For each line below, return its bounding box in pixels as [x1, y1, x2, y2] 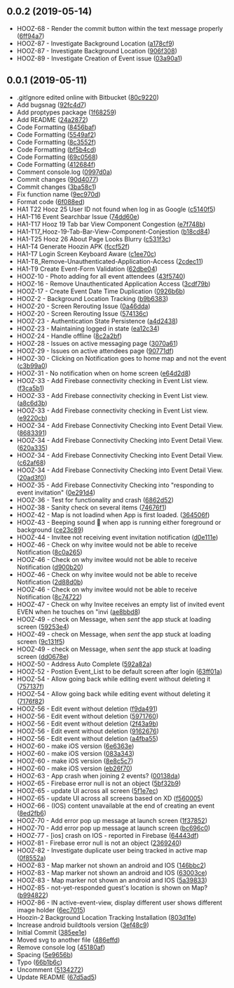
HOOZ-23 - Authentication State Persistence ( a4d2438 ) [16, 316, 178, 325]
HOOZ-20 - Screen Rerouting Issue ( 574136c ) [16, 309, 149, 318]
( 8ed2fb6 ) [16, 808, 47, 817]
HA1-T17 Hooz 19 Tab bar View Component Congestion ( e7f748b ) [16, 220, 206, 228]
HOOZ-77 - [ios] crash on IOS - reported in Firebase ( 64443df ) [16, 831, 199, 839]
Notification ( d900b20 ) [16, 563, 83, 571]
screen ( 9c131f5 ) [16, 637, 65, 646]
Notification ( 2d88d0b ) [16, 578, 83, 586]
